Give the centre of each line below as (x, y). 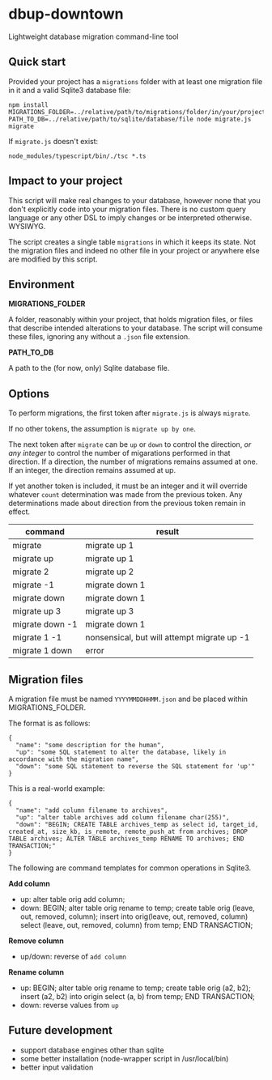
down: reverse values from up (69, 1005)
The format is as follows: (49, 723)
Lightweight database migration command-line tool (93, 36)
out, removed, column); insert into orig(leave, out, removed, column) (134, 916)
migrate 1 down (42, 651)
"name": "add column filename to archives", (92, 810)
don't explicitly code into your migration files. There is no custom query (127, 209)
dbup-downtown (66, 14)
